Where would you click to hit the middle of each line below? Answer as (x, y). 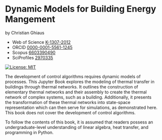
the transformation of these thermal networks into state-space (68, 102)
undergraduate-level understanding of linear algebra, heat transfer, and (77, 127)
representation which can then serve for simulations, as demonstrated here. (81, 107)
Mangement (30, 19)
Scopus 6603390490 (34, 52)
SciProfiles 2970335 (33, 57)
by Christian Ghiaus (25, 33)
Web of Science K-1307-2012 (41, 42)
